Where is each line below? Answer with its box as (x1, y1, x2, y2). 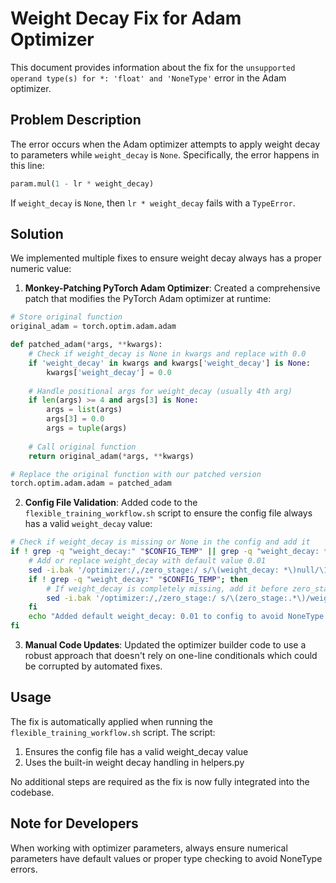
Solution (10, 226, 64, 243)
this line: (10, 159, 45, 171)
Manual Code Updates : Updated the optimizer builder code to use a (24, 639, 307, 651)
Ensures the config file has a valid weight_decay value (24, 745, 249, 757)
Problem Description (10, 112, 142, 129)
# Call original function (28, 442, 137, 452)
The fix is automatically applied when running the (10, 715, 213, 727)
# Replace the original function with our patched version (10, 469, 262, 479)
